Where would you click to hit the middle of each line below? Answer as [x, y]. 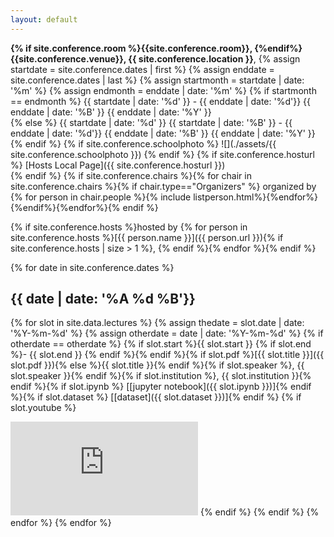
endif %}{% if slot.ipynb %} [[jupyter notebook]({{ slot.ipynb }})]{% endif [161, 387]
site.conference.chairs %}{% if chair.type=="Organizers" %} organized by [163, 186]
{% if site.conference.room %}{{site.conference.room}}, [131, 48]
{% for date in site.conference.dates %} [92, 267]
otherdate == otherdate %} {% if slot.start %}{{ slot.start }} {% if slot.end [161, 344]
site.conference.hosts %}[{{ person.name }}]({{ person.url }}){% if [147, 237]
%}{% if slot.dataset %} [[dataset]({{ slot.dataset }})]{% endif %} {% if [156, 397]
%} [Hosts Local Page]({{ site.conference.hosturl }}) [118, 165]
